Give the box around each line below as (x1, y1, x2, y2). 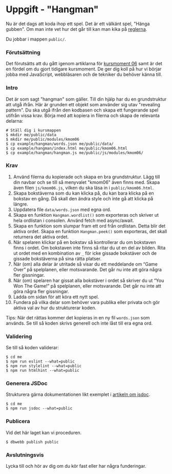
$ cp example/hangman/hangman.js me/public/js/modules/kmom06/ (6, 150, 144, 155)
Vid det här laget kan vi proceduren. (6, 429, 82, 435)
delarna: (6, 118, 24, 124)
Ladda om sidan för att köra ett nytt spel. (13, 294, 99, 300)
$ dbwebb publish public (6, 439, 59, 445)
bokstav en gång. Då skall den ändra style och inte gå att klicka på (13, 195, 154, 201)
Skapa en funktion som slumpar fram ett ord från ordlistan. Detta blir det (13, 222, 166, 229)
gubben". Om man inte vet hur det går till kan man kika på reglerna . (6, 26, 147, 32)
